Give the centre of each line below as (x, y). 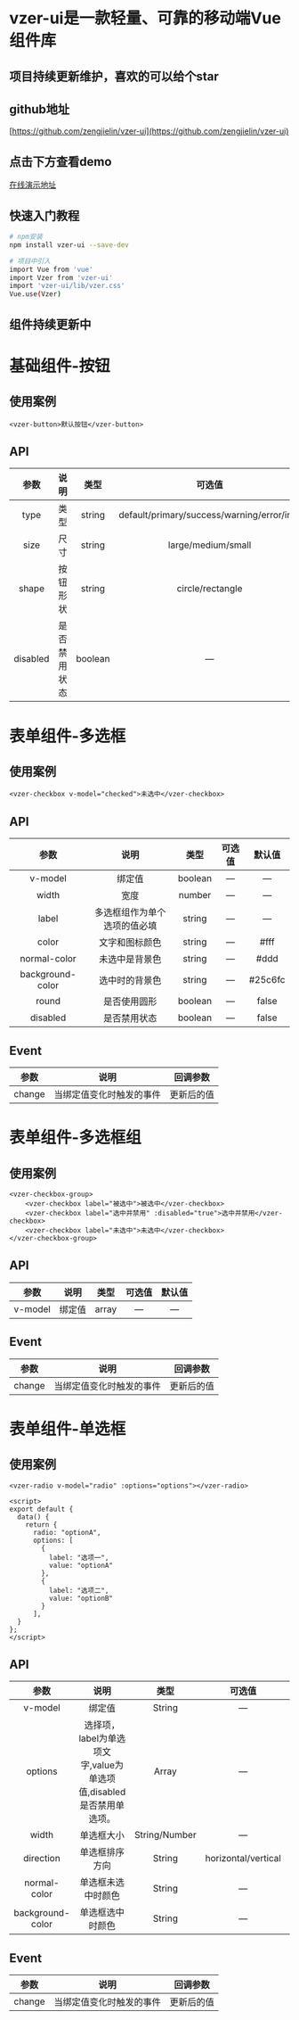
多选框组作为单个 (130, 912)
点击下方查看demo (61, 161)
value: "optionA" (81, 1565)
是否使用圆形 (130, 1002)
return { (41, 1525)
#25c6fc (267, 980)
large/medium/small (210, 545)
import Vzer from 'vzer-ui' (61, 277)
